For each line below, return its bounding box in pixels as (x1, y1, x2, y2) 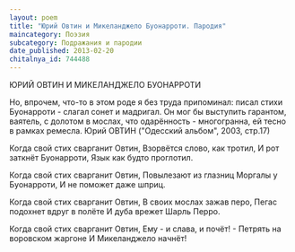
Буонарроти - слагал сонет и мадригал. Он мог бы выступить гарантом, (9, 107, 287, 117)
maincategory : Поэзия (9, 30, 91, 39)
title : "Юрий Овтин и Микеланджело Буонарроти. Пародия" (9, 22, 227, 30)
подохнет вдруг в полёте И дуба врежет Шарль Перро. (9, 206, 221, 216)
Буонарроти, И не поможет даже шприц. (9, 179, 166, 189)
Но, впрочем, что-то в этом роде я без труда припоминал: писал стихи (9, 97, 283, 108)
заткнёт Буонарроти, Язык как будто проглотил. (9, 152, 194, 162)
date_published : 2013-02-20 (9, 47, 115, 56)
